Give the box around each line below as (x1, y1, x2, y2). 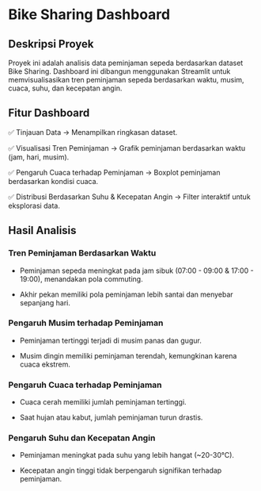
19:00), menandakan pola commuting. (19, 274, 144, 283)
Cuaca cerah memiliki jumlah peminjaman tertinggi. (19, 397, 187, 407)
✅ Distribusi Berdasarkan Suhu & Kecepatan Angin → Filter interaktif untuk (8, 192, 251, 201)
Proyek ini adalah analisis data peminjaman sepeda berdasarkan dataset (8, 58, 244, 67)
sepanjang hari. (19, 297, 71, 307)
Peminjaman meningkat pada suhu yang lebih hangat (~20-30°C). (19, 451, 235, 460)
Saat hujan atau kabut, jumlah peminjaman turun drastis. (19, 412, 203, 422)
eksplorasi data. (8, 201, 61, 210)
